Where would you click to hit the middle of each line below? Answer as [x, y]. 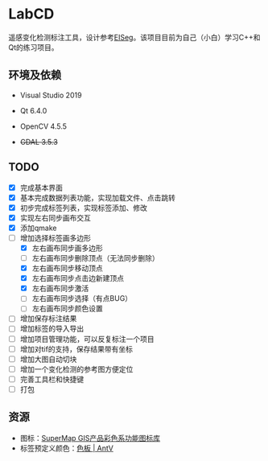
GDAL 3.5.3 [39, 142]
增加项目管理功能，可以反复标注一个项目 [87, 339]
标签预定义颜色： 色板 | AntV [67, 448]
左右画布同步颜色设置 [67, 309]
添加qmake [39, 228]
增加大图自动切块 [48, 359]
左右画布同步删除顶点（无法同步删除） [95, 258]
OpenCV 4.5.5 [43, 126]
